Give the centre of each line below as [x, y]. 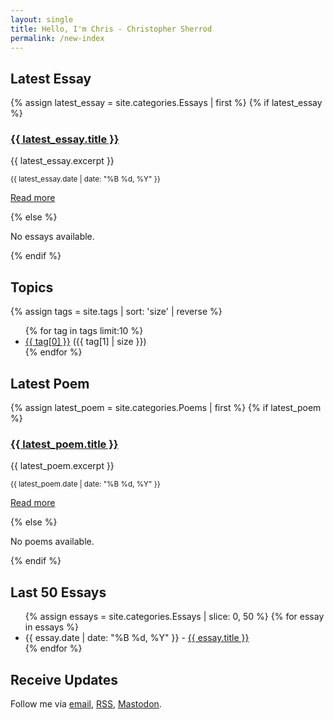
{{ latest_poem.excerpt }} [62, 466]
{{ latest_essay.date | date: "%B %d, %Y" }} [85, 179]
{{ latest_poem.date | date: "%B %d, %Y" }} [85, 484]
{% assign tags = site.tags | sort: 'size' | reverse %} [116, 312]
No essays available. [52, 237]
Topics [32, 287]
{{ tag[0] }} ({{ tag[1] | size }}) [85, 342]
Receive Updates [64, 679]
